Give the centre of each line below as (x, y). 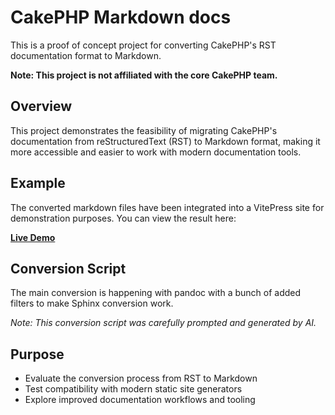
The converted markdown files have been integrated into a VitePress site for (167, 207)
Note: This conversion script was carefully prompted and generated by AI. (163, 323)
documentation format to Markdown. (86, 55)
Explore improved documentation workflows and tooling (140, 400)
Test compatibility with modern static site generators (133, 389)
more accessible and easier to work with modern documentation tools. (156, 152)
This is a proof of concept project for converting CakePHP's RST (143, 45)
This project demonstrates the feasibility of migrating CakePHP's (144, 130)
